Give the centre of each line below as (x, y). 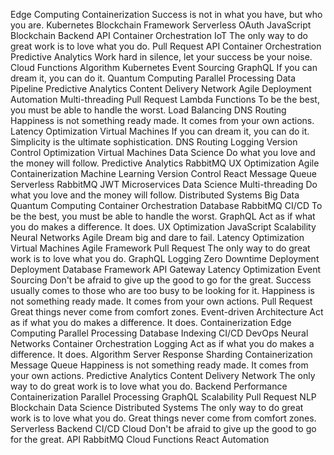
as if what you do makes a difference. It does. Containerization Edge (151, 322)
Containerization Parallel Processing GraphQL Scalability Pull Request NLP (163, 397)
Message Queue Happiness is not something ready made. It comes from (159, 365)
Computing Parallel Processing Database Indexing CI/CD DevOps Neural (159, 333)
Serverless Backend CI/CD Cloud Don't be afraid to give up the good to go (163, 428)
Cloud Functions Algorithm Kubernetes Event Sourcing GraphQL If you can (164, 67)
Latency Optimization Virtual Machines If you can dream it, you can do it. (160, 131)
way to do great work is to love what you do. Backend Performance (149, 386)
